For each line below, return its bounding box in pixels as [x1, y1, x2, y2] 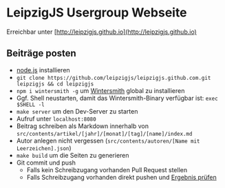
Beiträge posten [6, 48, 76, 59]
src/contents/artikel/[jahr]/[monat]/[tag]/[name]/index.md [16, 130, 193, 137]
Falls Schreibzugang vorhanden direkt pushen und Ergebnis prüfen [26, 173, 217, 181]
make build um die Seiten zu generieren [16, 151, 129, 159]
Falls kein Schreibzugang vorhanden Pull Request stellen [26, 165, 187, 174]
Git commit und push [16, 158, 76, 167]
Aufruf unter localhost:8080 [16, 114, 97, 123]
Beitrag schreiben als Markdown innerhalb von [16, 122, 149, 130]
